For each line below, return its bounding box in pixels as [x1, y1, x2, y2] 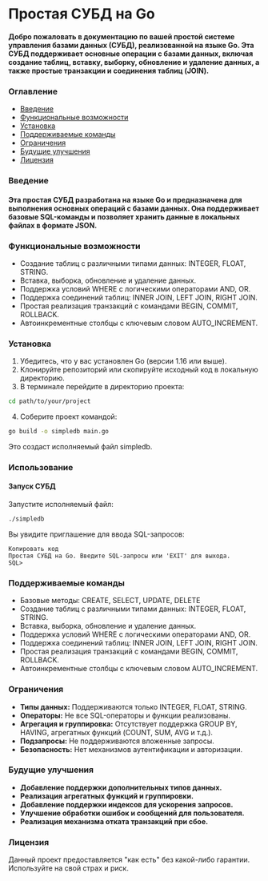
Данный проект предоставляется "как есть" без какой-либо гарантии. [8, 855, 250, 865]
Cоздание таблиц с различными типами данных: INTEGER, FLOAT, [19, 604, 246, 613]
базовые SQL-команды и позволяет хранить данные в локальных [8, 211, 240, 221]
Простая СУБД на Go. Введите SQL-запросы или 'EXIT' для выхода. [8, 552, 230, 560]
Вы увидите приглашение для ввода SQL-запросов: [8, 529, 185, 539]
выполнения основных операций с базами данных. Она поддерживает [8, 203, 260, 213]
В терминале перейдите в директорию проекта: [19, 382, 185, 392]
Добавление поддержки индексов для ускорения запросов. [19, 799, 234, 809]
